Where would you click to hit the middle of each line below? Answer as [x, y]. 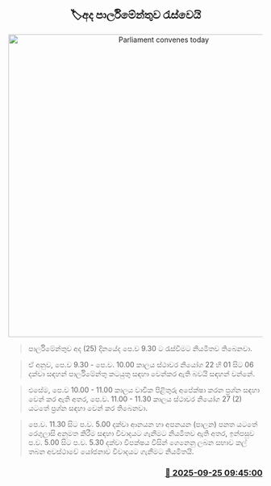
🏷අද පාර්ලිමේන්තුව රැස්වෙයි [135, 15]
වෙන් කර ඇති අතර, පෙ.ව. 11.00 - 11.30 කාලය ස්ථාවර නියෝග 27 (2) [135, 399]
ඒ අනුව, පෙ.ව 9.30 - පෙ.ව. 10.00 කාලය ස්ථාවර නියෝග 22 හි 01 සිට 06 [141, 364]
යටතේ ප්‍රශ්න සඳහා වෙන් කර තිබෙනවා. [88, 408]
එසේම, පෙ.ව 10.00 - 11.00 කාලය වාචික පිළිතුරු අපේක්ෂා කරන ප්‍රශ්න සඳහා [144, 390]
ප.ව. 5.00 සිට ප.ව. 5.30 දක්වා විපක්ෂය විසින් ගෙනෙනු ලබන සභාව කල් [138, 442]
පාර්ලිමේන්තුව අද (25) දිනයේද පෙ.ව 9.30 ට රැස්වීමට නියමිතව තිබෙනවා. [140, 348]
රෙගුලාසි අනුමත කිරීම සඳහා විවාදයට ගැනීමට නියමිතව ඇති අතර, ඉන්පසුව [141, 433]
